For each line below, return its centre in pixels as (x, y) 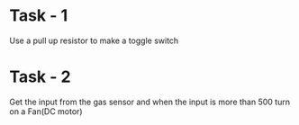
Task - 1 (39, 16)
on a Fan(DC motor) (46, 111)
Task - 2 (40, 77)
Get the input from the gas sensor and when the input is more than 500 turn (150, 102)
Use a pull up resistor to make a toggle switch (94, 40)
